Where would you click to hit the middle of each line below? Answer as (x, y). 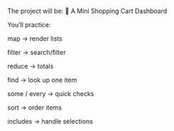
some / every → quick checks (51, 94)
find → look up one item (42, 80)
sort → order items (35, 108)
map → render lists (35, 38)
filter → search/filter (37, 52)
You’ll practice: (29, 25)
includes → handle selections (50, 121)
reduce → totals (31, 66)
